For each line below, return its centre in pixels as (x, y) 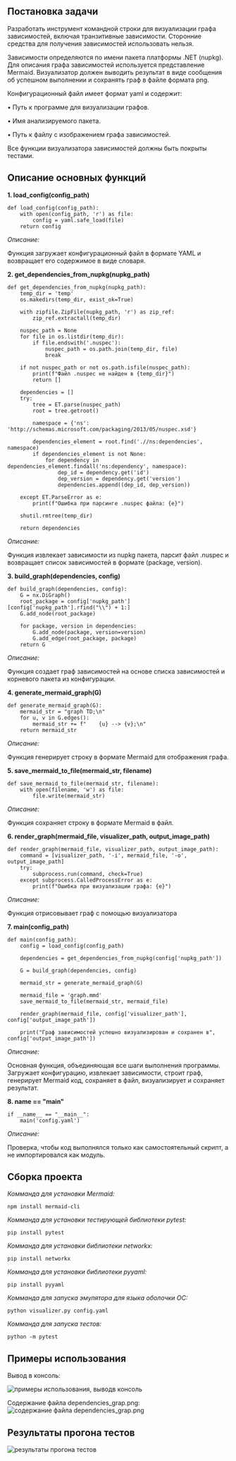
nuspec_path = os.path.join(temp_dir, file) (111, 349)
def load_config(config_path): (53, 208)
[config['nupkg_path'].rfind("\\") (60, 607)
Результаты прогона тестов (71, 1432)
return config (41, 226)
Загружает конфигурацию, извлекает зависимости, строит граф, (105, 1073)
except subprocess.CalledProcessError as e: (86, 880)
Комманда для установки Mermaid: (61, 1194)
